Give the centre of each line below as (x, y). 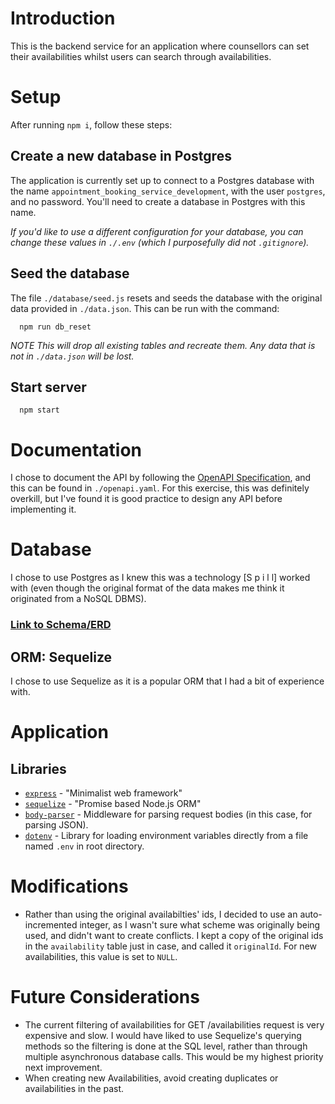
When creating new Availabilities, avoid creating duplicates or (151, 1078)
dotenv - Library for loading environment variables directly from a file (166, 835)
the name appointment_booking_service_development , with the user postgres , (168, 191)
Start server (48, 387)
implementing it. (43, 509)
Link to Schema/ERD (61, 625)
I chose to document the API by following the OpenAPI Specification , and (161, 478)
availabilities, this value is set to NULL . (101, 956)
